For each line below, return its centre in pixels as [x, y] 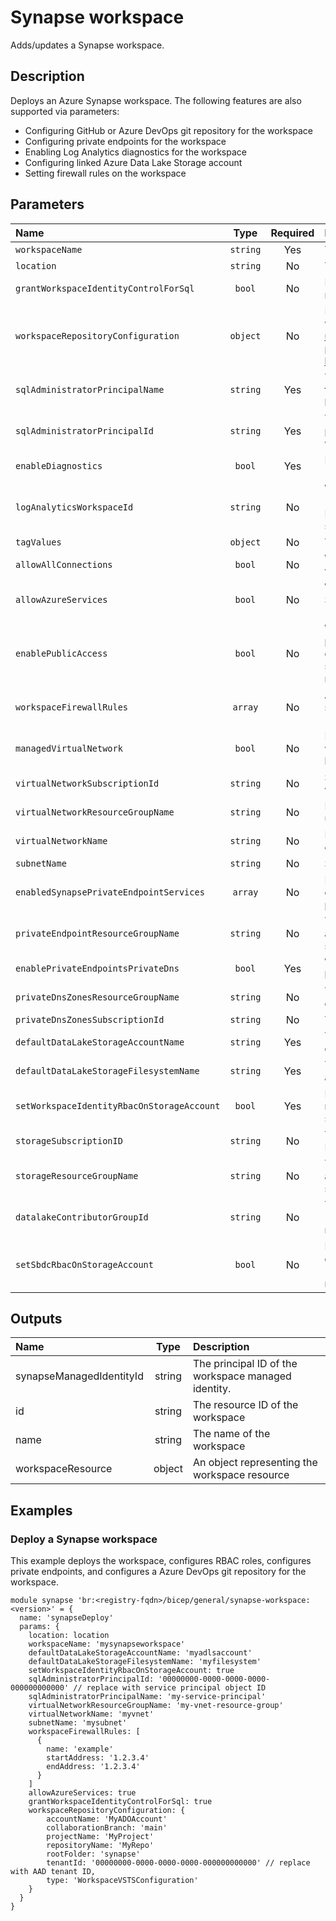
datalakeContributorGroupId [82, 1217]
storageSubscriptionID [69, 1140]
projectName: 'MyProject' [100, 1837]
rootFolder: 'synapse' [93, 1854]
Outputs [36, 1318]
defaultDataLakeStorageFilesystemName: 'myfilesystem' [145, 1662]
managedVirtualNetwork [69, 748]
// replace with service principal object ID [170, 1688]
